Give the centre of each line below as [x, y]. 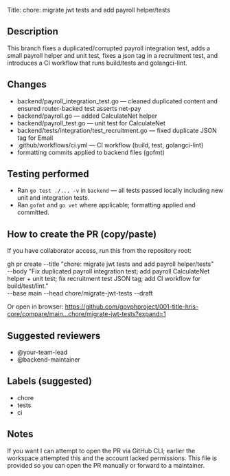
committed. [33, 212]
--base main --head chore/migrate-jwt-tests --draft [80, 293]
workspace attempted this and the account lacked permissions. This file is [112, 458]
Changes [27, 84]
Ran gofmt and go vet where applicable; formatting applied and [106, 205]
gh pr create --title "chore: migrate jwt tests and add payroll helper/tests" [111, 264]
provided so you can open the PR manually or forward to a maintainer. [106, 465]
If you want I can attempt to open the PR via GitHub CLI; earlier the [101, 451]
